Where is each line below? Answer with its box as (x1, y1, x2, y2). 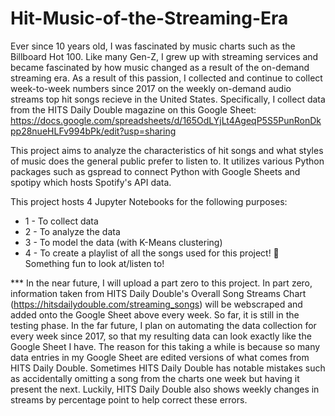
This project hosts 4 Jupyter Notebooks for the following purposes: (10, 195, 288, 207)
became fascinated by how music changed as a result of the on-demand (10, 61, 310, 73)
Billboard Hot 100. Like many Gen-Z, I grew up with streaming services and (10, 50, 319, 62)
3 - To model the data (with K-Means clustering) (24, 236, 223, 248)
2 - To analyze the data (24, 225, 121, 237)
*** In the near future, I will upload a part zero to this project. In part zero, (10, 277, 313, 289)
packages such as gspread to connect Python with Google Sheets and (10, 165, 301, 177)
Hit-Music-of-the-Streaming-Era (10, 7, 289, 30)
